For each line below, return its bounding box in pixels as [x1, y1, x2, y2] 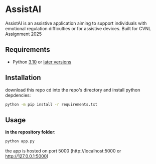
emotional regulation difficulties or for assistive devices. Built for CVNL [5, 25, 151, 31]
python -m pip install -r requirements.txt [5, 102, 98, 107]
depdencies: [5, 92, 31, 98]
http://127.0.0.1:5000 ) [5, 153, 49, 159]
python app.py [5, 139, 35, 144]
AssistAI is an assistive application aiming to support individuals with [5, 20, 147, 26]
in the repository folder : [5, 129, 56, 135]
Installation [5, 73, 41, 82]
